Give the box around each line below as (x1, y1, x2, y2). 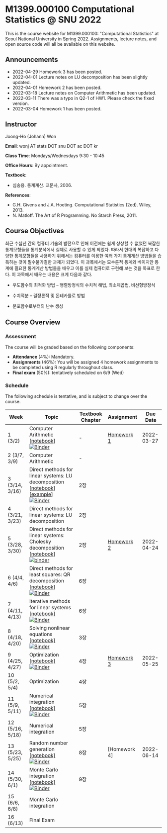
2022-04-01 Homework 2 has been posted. (12, 85, 102, 91)
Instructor (5, 120, 37, 129)
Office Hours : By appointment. (5, 162, 69, 168)
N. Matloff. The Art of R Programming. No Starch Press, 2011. (12, 212, 137, 218)
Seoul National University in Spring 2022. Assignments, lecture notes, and (5, 36, 157, 42)
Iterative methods (29, 598, 71, 605)
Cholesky (29, 538, 51, 545)
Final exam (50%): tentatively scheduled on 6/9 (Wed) (12, 370, 124, 376)
